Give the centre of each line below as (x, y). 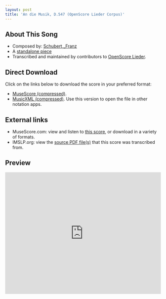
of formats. (23, 137)
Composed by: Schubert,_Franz (45, 46)
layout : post (19, 10)
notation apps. (27, 104)
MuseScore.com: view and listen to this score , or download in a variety (84, 131)
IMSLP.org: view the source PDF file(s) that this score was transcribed (84, 142)
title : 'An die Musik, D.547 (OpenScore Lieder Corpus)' (65, 14)
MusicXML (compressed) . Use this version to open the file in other (80, 99)
